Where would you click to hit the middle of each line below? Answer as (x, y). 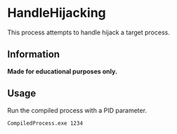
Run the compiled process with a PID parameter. (77, 110)
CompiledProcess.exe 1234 (45, 123)
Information (34, 54)
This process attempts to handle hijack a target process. (88, 32)
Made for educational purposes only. (63, 71)
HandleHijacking (57, 13)
